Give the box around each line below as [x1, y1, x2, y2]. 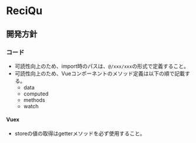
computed [23, 90, 49, 97]
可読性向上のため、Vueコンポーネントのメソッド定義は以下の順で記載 [14, 69, 185, 77]
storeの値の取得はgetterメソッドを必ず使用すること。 [14, 130, 146, 137]
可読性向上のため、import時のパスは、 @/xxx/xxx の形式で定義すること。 [14, 62, 189, 69]
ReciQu [6, 4, 43, 18]
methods [23, 96, 45, 104]
